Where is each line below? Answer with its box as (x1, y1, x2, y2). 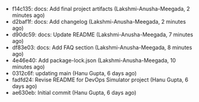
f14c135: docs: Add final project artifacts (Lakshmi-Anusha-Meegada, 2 (11, 5, 191, 12)
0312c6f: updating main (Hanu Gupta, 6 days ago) (11, 70, 137, 76)
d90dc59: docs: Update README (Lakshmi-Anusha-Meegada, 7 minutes (11, 31, 194, 38)
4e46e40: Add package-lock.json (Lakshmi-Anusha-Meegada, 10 (11, 57, 177, 64)
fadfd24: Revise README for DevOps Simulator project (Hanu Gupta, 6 (11, 76, 189, 83)
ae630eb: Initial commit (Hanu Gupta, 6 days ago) (11, 89, 137, 96)
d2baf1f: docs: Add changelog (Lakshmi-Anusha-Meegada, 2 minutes (11, 18, 186, 25)
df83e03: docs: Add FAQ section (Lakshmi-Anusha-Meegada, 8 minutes (11, 44, 192, 51)
